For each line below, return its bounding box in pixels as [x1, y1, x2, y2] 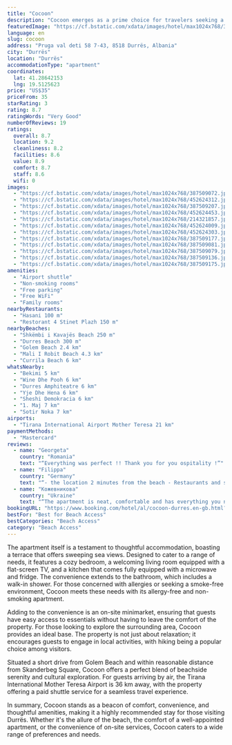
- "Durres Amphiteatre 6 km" [13, 383, 97, 390]
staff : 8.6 [13, 171, 45, 178]
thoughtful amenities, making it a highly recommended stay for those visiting [7, 708, 225, 716]
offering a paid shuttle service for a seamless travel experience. [7, 687, 188, 695]
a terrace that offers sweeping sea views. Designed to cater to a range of [7, 550, 215, 558]
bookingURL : [7, 505, 41, 512]
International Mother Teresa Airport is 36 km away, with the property [7, 680, 202, 688]
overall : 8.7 [13, 132, 51, 139]
